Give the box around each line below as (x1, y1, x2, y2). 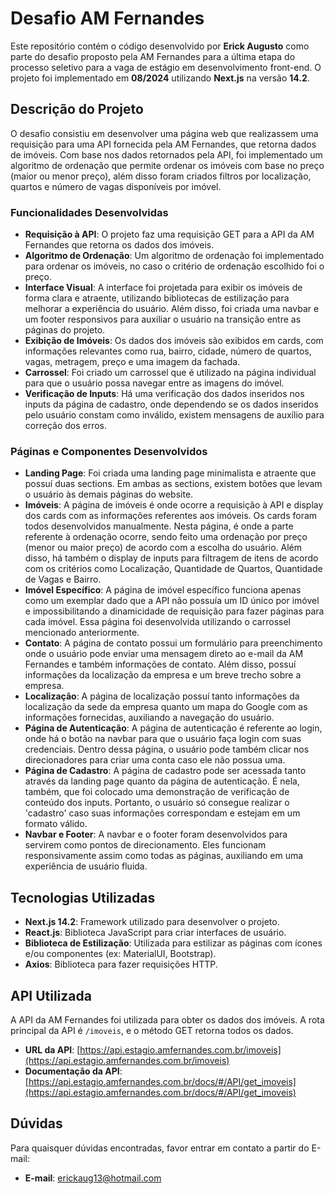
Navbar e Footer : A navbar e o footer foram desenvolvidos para (24, 828, 288, 841)
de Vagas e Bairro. (24, 573, 102, 586)
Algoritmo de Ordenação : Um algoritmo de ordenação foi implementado (24, 250, 325, 262)
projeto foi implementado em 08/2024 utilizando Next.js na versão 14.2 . (10, 72, 310, 84)
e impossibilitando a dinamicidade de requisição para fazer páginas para (24, 605, 325, 617)
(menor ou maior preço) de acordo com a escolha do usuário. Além (24, 542, 303, 554)
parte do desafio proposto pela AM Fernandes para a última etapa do (10, 50, 296, 62)
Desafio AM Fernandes (10, 7, 205, 30)
